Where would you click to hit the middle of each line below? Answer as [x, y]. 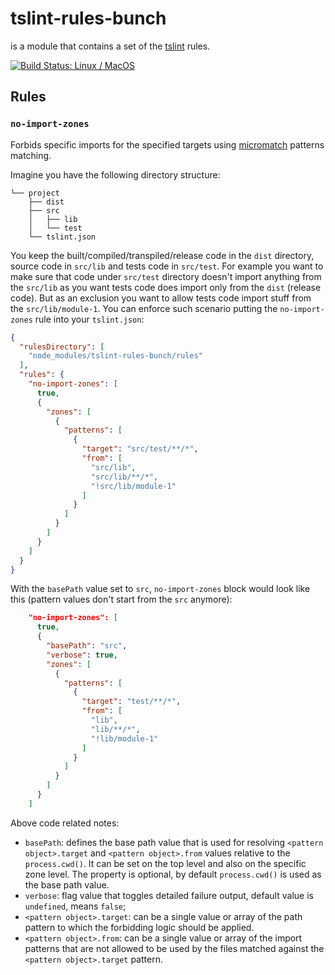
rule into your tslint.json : [89, 319]
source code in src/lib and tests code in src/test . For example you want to [167, 266]
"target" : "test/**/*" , [131, 702]
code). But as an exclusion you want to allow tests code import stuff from [161, 298]
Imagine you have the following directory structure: [115, 174]
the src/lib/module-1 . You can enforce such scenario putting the [144, 308]
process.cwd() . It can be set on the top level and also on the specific [165, 863]
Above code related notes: [65, 823]
